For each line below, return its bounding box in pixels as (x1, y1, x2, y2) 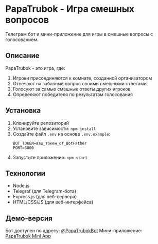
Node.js (12, 183, 30, 189)
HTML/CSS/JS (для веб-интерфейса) (12, 199, 94, 205)
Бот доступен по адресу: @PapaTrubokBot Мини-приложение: (5, 228, 143, 234)
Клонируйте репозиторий (12, 120, 69, 126)
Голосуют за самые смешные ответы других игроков (12, 86, 131, 92)
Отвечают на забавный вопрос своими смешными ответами (12, 80, 147, 86)
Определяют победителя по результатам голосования (12, 91, 133, 98)
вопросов (5, 14, 49, 26)
